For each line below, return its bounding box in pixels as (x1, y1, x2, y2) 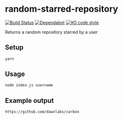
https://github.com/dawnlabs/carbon (5, 109, 79, 115)
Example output (5, 96, 54, 105)
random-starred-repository (5, 3, 118, 15)
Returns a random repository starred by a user (5, 29, 98, 35)
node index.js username (5, 83, 53, 88)
